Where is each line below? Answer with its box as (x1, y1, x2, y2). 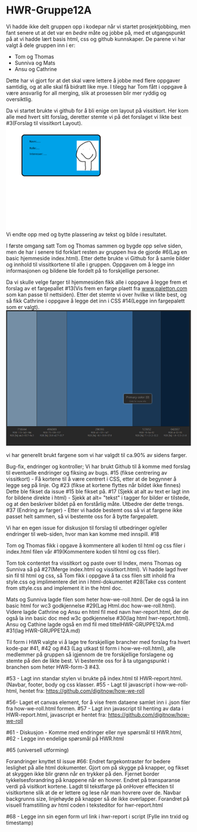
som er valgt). (6, 304, 40, 311)
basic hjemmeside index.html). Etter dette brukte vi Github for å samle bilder (6, 255, 190, 262)
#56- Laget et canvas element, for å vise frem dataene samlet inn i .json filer (6, 699, 191, 706)
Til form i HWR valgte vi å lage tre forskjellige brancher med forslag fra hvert (6, 638, 191, 645)
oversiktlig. (6, 95, 33, 103)
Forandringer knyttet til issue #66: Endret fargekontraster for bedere (6, 757, 171, 764)
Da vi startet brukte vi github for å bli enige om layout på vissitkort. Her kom (6, 107, 189, 114)
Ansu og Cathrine (14, 65, 57, 72)
